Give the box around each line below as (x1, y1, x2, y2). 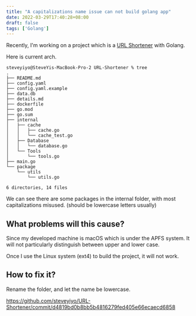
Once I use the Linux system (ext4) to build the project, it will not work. (6, 253, 179, 260)
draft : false (6, 20, 39, 26)
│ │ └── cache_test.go (6, 132, 73, 139)
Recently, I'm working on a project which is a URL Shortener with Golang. (6, 42, 185, 49)
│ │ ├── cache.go (6, 128, 60, 134)
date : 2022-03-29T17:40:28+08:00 (6, 14, 89, 20)
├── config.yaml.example (6, 86, 68, 92)
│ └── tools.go (6, 153, 60, 160)
